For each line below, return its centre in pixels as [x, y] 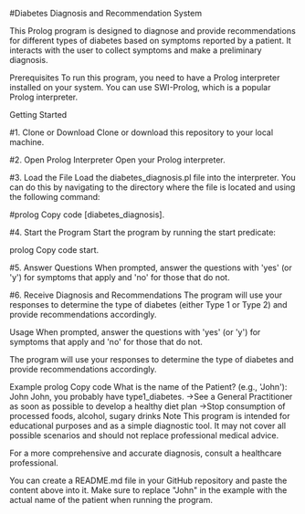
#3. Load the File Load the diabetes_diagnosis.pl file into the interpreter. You [153, 178]
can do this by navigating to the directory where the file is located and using [152, 187]
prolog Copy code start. [54, 250]
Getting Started [38, 115]
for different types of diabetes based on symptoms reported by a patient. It [151, 41]
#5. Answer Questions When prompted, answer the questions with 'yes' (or [151, 267]
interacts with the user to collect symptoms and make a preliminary [136, 50]
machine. [27, 142]
